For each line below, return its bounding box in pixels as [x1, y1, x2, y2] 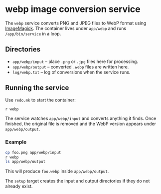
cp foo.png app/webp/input [5, 150, 61, 155]
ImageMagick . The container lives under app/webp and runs [5, 25, 126, 31]
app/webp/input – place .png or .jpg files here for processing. [12, 58, 139, 64]
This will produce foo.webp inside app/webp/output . [5, 168, 109, 174]
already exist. [5, 183, 33, 189]
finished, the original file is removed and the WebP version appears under [5, 121, 156, 127]
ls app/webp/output [5, 159, 46, 164]
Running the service [5, 83, 69, 92]
